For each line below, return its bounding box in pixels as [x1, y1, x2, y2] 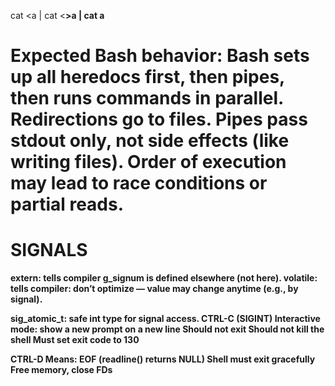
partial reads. [10, 193, 125, 216]
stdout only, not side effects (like [10, 130, 290, 152]
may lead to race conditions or [10, 172, 268, 195]
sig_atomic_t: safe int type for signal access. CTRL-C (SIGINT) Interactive [10, 313, 321, 325]
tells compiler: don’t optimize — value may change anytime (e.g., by [10, 283, 299, 295]
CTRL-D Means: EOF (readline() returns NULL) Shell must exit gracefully [10, 353, 316, 365]
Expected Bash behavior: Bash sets [10, 45, 310, 67]
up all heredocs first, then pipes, [10, 66, 285, 89]
